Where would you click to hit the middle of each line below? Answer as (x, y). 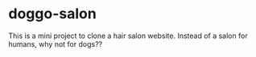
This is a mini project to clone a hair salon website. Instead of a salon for (128, 36)
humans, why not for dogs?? (56, 44)
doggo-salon (52, 14)
